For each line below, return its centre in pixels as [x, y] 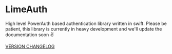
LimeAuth [26, 9]
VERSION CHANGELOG [30, 46]
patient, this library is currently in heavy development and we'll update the [84, 29]
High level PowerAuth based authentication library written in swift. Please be [86, 23]
